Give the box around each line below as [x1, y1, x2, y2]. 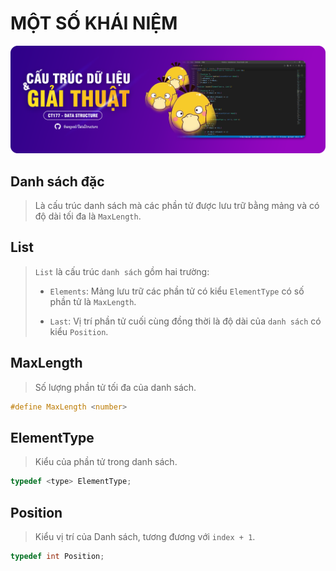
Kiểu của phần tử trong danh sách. [34, 456, 178, 468]
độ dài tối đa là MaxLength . [34, 210, 142, 222]
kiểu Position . [49, 325, 109, 337]
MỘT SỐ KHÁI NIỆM [10, 12, 178, 35]
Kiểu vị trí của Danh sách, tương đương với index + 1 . [34, 531, 256, 543]
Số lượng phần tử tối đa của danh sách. [34, 381, 197, 393]
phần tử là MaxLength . [49, 295, 137, 307]
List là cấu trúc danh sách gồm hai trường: [34, 265, 210, 277]
